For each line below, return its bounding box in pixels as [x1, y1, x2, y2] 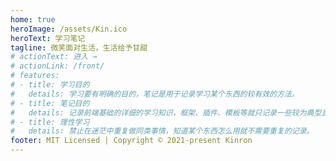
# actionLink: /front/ [10, 61, 105, 71]
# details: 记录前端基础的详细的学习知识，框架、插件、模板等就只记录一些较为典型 [10, 107, 322, 118]
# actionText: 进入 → [10, 52, 98, 62]
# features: [10, 71, 60, 81]
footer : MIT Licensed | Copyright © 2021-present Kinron [10, 136, 253, 146]
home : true [10, 14, 56, 25]
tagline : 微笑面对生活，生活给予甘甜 [10, 42, 148, 53]
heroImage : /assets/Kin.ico [10, 24, 128, 34]
